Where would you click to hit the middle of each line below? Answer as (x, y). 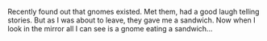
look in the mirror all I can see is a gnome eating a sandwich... (110, 29)
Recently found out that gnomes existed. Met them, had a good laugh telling (133, 12)
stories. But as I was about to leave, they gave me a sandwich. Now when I (131, 20)
